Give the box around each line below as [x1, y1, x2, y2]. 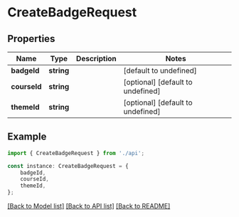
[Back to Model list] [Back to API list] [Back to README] [7, 202, 171, 211]
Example [7, 131, 47, 143]
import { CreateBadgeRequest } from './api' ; [7, 149, 144, 157]
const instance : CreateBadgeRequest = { [7, 162, 129, 169]
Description [75, 54, 117, 63]
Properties [7, 33, 55, 45]
